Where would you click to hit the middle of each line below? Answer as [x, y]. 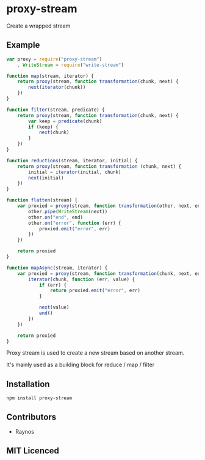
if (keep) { [44, 127]
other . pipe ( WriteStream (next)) [68, 211]
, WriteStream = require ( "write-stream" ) [70, 65]
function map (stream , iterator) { [50, 76]
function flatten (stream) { [42, 200]
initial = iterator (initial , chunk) [75, 172]
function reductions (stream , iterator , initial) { [72, 160]
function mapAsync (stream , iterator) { [57, 268]
